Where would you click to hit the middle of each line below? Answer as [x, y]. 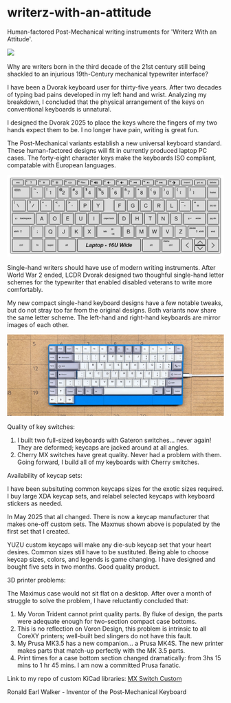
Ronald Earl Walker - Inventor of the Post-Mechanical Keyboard [97, 692]
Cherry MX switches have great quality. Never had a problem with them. [119, 455]
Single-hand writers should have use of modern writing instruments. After [111, 268]
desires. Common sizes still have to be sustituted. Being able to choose [108, 552]
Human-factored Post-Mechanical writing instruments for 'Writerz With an [112, 32]
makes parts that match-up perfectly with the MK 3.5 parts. [101, 651]
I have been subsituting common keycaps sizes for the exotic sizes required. [115, 489]
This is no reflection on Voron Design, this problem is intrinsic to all [112, 629]
